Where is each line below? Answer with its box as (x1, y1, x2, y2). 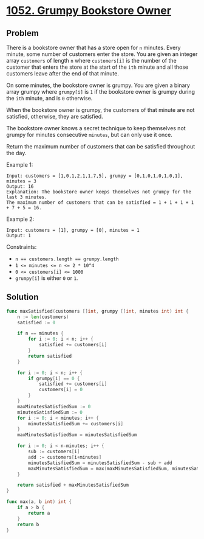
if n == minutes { (17, 330, 64, 336)
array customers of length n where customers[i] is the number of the (6, 57, 177, 64)
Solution (6, 292, 39, 302)
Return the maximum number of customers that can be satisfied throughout (6, 143, 195, 150)
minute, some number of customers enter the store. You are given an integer (6, 50, 198, 58)
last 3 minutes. (6, 194, 47, 200)
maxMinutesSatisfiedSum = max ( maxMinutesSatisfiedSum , (28, 465, 170, 471)
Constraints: (6, 243, 37, 250)
